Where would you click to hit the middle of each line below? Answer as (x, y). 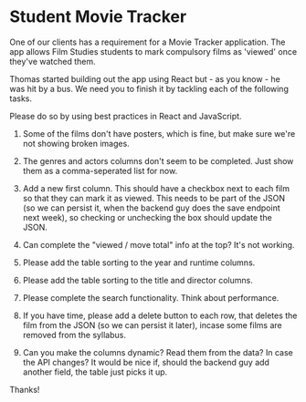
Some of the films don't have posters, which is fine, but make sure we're (159, 133)
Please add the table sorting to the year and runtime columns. (139, 263)
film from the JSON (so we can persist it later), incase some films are (152, 325)
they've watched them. (53, 61)
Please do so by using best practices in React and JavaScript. (126, 116)
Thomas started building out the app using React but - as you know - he (145, 78)
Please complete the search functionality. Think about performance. (151, 297)
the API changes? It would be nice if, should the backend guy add (146, 362)
